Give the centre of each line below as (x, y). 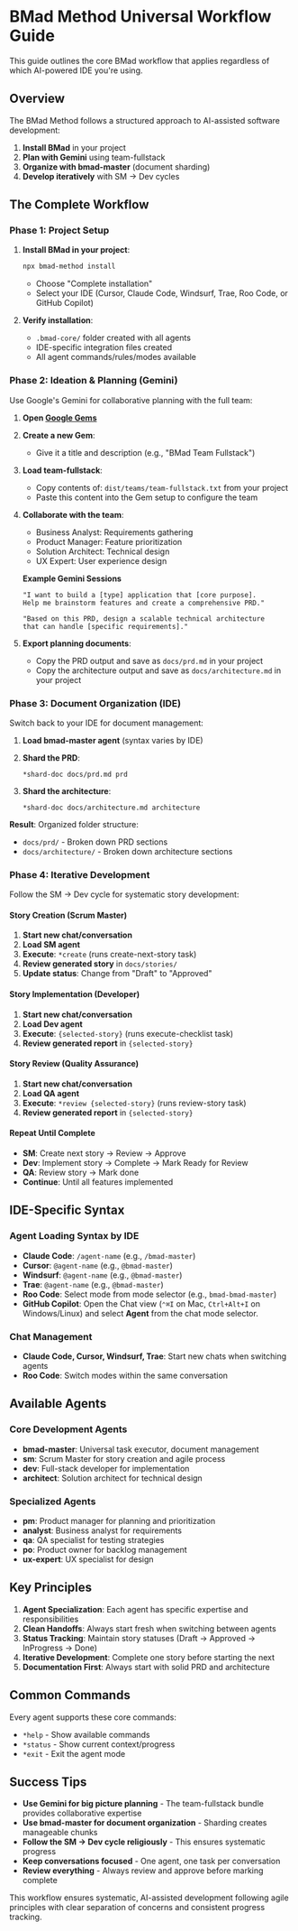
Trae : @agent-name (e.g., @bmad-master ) (93, 1284)
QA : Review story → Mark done (81, 1173)
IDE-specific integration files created (104, 347)
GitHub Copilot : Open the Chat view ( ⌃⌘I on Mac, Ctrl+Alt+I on (141, 1303)
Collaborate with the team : (73, 514)
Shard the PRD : (51, 758)
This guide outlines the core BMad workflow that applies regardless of (140, 60)
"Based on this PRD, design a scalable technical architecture (144, 619)
